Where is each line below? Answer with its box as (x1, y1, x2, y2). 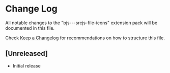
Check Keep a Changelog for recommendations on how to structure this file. (5, 35, 165, 41)
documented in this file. (5, 25, 55, 31)
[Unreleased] (5, 49, 48, 58)
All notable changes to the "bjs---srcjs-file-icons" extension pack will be (5, 20, 158, 26)
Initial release (12, 62, 41, 68)
